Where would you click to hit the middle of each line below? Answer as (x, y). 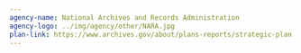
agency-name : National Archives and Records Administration (125, 18)
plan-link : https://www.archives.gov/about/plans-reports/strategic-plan (151, 34)
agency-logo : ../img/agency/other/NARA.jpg (92, 26)
